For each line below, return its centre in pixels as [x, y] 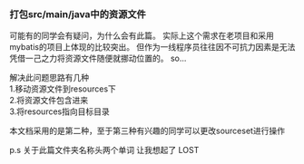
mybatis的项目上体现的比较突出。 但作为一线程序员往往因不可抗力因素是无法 [152, 47]
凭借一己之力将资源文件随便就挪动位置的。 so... [98, 58]
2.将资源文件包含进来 [49, 101]
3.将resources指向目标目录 [60, 111]
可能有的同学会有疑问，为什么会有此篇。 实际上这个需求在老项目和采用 [142, 36]
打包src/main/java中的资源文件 [78, 14]
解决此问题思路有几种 [49, 78]
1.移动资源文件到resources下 [63, 89]
